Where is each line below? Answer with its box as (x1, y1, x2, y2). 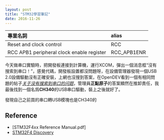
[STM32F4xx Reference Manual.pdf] (12, 124, 86, 130)
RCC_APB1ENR (110, 49, 146, 56)
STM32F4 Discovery (12, 130, 54, 136)
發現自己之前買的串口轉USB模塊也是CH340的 (5, 97, 97, 103)
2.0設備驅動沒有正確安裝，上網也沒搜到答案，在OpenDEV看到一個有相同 (5, 74, 151, 80)
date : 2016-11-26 (5, 16, 41, 21)
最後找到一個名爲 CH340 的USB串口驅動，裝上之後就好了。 (5, 86, 123, 93)
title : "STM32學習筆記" (5, 12, 50, 17)
